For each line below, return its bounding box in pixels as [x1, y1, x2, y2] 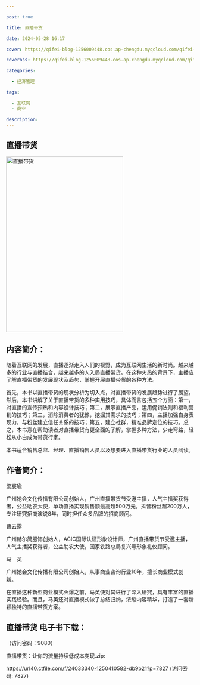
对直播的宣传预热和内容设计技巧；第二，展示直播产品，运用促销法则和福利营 [6, 404, 194, 411]
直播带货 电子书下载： [6, 622, 86, 632]
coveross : [6, 57, 31, 63]
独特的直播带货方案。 [11, 603, 64, 610]
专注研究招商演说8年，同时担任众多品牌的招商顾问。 [6, 510, 135, 517]
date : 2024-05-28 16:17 [6, 35, 65, 42]
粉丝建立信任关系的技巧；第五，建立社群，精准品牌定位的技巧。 [26, 419, 183, 425]
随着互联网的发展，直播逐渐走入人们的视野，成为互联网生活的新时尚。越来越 [6, 362, 194, 368]
